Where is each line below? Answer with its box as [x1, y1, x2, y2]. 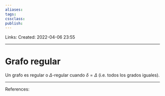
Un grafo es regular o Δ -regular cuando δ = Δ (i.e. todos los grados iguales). [5, 72, 160, 78]
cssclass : [5, 16, 26, 21]
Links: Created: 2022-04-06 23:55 [5, 34, 75, 40]
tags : [5, 12, 16, 17]
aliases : [5, 7, 23, 12]
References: [5, 86, 29, 92]
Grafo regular [5, 56, 61, 67]
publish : [5, 21, 23, 26]
